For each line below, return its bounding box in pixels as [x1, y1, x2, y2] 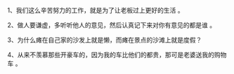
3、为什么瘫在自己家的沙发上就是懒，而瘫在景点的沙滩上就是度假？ [7, 36, 202, 44]
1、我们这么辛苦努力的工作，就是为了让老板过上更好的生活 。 [7, 6, 184, 14]
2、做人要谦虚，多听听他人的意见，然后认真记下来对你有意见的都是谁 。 [7, 21, 216, 29]
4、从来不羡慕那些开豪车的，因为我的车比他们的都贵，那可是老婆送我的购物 [7, 51, 227, 59]
